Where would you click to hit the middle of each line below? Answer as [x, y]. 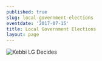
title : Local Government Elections [51, 29]
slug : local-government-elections [50, 18]
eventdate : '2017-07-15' [38, 23]
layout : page [23, 35]
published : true [27, 12]
